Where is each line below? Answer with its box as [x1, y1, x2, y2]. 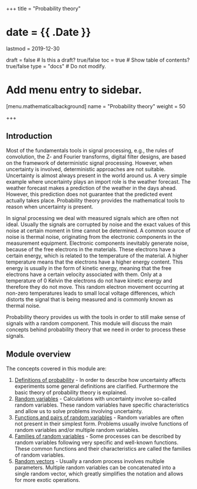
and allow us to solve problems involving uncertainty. [14, 407, 144, 414]
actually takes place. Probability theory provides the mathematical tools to [6, 197, 185, 204]
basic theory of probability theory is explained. [14, 388, 128, 396]
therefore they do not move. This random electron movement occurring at [6, 283, 185, 290]
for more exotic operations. [14, 476, 80, 483]
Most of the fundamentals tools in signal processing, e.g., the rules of [6, 147, 174, 154]
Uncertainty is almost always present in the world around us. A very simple [6, 172, 187, 179]
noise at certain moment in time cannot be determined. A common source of [6, 227, 191, 234]
